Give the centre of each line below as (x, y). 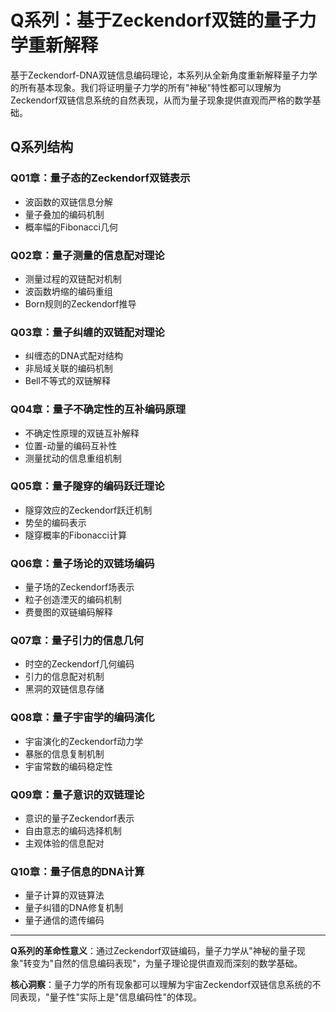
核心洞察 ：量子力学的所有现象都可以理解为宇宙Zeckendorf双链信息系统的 (161, 985)
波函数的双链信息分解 (68, 202)
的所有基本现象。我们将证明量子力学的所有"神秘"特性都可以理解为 (146, 87)
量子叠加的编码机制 (64, 214)
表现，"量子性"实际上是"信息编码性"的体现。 (110, 997)
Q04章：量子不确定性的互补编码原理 (98, 409)
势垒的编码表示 (55, 522)
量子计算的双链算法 (64, 895)
